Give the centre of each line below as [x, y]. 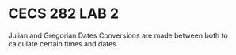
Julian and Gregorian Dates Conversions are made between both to [118, 35]
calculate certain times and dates [63, 43]
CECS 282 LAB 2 [64, 14]
